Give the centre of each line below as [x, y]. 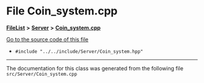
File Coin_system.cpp [62, 11]
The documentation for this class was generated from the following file [95, 68]
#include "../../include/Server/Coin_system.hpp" [79, 51]
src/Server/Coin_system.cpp [42, 74]
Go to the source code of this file [47, 39]
